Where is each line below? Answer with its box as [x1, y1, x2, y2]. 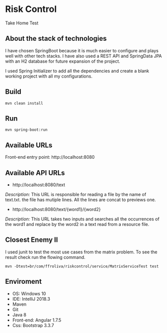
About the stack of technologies [5, 34, 107, 43]
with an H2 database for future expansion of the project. [5, 58, 120, 64]
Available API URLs [5, 168, 65, 177]
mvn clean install [5, 101, 43, 106]
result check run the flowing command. [5, 254, 85, 260]
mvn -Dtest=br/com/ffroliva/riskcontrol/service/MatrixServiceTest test [5, 264, 159, 269]
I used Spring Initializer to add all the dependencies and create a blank [5, 68, 149, 74]
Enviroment [5, 277, 42, 286]
